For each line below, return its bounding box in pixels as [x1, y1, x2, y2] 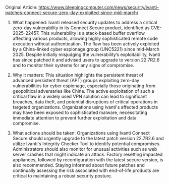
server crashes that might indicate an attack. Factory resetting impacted [12, 151, 163, 157]
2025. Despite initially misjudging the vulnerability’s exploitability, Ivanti [12, 51, 160, 57]
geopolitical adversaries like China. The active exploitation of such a [12, 88, 154, 94]
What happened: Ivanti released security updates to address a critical [12, 20, 157, 25]
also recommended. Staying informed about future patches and [12, 162, 145, 168]
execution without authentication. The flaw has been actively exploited [12, 41, 159, 47]
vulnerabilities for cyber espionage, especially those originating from [12, 83, 155, 89]
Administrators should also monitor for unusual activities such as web [12, 146, 157, 152]
